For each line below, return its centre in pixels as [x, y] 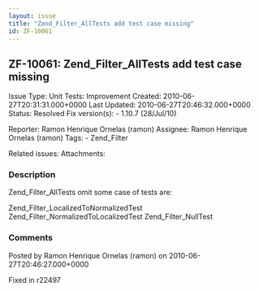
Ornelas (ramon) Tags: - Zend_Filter [68, 138]
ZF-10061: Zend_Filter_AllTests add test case [125, 64]
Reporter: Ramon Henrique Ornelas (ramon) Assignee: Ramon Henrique [128, 129]
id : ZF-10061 [30, 31]
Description [32, 175]
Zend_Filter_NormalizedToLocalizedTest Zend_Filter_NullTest [111, 217]
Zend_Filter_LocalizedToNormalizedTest [76, 208]
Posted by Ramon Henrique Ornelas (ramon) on [88, 255]
